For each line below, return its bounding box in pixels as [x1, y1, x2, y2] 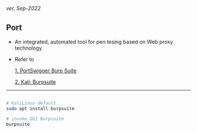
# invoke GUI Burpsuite [6, 116, 64, 122]
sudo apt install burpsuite [6, 106, 75, 111]
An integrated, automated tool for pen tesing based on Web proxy [14, 38, 174, 45]
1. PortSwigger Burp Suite [14, 67, 77, 74]
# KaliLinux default [6, 100, 57, 106]
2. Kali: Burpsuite [14, 78, 56, 85]
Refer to [14, 55, 34, 62]
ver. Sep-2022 [6, 5, 41, 12]
